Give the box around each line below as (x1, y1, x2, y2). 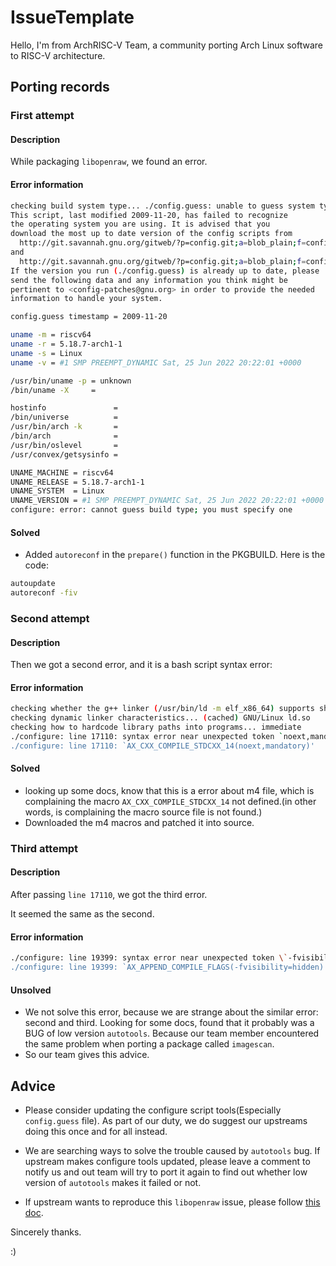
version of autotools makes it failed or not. (24, 1176, 202, 1188)
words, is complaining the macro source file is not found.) (24, 806, 263, 818)
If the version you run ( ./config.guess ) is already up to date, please (10, 266, 320, 276)
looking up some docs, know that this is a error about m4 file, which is (24, 784, 315, 796)
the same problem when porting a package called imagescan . (24, 1038, 275, 1050)
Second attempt (10, 611, 90, 625)
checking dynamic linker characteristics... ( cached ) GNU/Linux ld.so (10, 713, 311, 723)
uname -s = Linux (10, 348, 83, 358)
